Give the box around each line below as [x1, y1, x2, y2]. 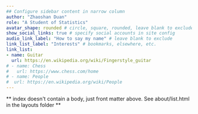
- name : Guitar [6, 52, 44, 58]
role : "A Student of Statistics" [6, 19, 88, 25]
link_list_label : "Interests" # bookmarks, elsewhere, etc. [6, 42, 157, 47]
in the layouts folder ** [6, 102, 61, 108]
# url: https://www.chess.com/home [6, 68, 99, 74]
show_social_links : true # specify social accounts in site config [6, 30, 176, 36]
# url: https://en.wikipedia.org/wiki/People [6, 80, 123, 85]
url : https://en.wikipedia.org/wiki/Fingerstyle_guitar [11, 57, 151, 63]
